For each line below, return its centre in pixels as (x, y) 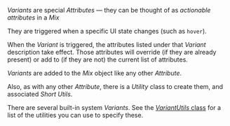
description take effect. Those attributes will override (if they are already (112, 52)
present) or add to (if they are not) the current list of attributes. (97, 59)
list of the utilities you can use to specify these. (75, 115)
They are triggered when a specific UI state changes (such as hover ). (107, 31)
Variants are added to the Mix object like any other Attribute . (95, 73)
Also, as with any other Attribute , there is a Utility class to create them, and (115, 86)
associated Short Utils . (40, 94)
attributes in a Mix (33, 17)
